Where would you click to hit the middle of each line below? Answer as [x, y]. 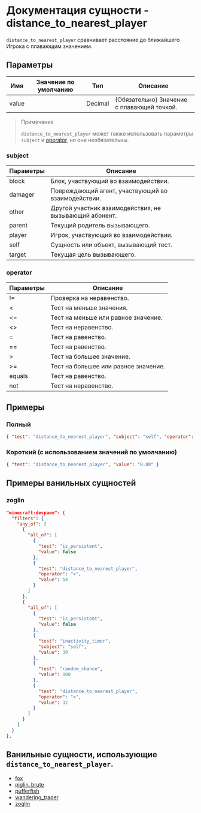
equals [19, 376]
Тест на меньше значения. [89, 308]
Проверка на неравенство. [90, 298]
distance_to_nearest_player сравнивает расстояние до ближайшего [93, 40]
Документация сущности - [77, 10]
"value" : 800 [54, 675]
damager [22, 194]
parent [19, 226]
